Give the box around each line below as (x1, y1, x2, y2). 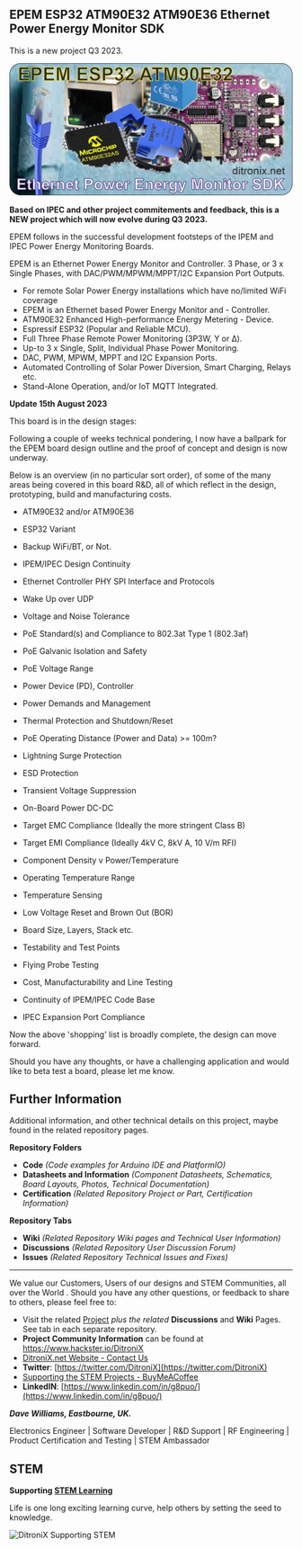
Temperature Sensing (22, 890, 103, 900)
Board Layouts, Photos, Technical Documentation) (22, 1178, 209, 1190)
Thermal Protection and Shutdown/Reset (22, 715, 173, 726)
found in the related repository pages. (9, 1124, 150, 1136)
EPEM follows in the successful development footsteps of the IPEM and (9, 231, 274, 242)
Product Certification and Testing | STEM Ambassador (9, 1435, 210, 1446)
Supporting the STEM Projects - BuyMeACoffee (22, 1372, 200, 1383)
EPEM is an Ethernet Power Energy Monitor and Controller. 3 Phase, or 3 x (9, 258, 284, 269)
